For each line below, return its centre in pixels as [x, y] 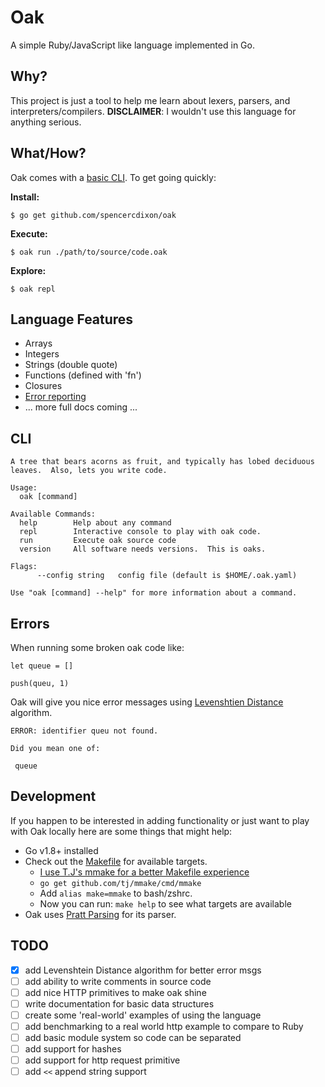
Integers [42, 354]
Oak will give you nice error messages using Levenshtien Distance [147, 702]
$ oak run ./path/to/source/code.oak [89, 252]
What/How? [48, 153]
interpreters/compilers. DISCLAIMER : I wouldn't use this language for [153, 111]
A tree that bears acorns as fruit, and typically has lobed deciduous [162, 462]
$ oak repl [33, 289]
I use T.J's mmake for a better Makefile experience [144, 872]
